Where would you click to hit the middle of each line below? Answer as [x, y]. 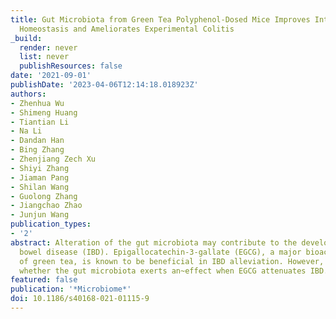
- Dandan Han [37, 141]
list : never [44, 57]
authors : [28, 94]
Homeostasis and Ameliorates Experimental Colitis [127, 29]
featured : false [44, 280]
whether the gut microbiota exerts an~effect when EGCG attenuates [163, 271]
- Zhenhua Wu [37, 103]
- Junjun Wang [40, 215]
